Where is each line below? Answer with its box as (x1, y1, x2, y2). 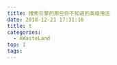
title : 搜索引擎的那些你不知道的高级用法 (7, 9, 111, 17)
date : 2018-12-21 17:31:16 (7, 16, 84, 23)
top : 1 (7, 41, 26, 48)
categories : (7, 28, 41, 36)
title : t (7, 22, 32, 29)
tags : (7, 48, 23, 55)
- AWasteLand (13, 35, 51, 42)
